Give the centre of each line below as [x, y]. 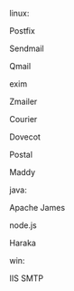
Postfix [23, 31]
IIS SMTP [27, 278]
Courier [23, 119]
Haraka [23, 243]
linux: [19, 13]
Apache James [37, 208]
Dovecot [25, 137]
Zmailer [23, 101]
